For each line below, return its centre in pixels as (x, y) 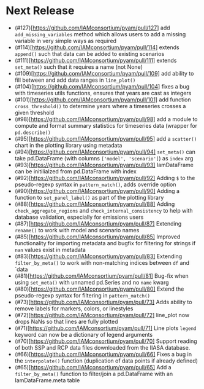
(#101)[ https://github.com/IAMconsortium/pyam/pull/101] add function (103, 100)
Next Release (40, 11)
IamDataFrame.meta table (47, 380)
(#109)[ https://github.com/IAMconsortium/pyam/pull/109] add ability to (104, 73)
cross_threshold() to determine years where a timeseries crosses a (100, 106)
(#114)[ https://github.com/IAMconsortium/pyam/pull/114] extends (97, 47)
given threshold (34, 112)
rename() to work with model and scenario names (77, 230)
